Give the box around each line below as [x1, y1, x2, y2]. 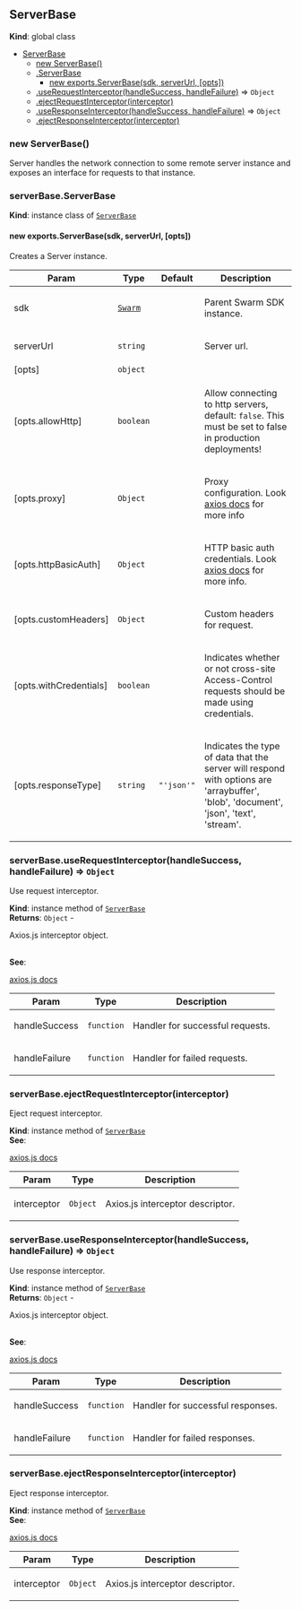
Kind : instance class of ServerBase [9, 210, 137, 221]
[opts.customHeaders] [13, 613, 109, 626]
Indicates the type [204, 740, 280, 752]
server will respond [204, 762, 285, 775]
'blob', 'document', [204, 795, 284, 808]
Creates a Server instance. [9, 250, 107, 261]
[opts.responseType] [13, 779, 102, 792]
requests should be [204, 685, 286, 697]
